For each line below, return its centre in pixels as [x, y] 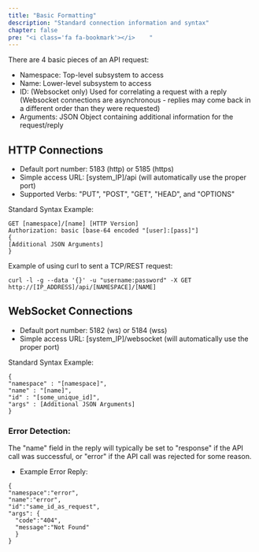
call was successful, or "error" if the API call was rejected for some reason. [130, 457]
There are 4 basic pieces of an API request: [79, 60]
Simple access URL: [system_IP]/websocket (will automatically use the [134, 339]
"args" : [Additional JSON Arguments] [72, 404]
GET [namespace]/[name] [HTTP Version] [74, 224]
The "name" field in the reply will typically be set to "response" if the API [126, 448]
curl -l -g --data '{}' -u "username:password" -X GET [100, 280]
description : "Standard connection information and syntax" [109, 23]
